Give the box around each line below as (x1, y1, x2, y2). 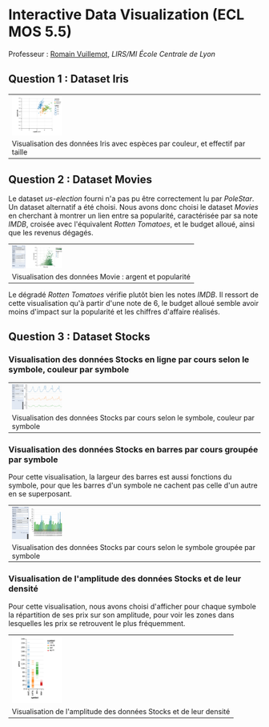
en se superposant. (8, 489, 72, 499)
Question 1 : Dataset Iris (8, 72, 130, 86)
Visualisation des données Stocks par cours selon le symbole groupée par (11, 542, 256, 552)
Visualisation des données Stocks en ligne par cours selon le (8, 354, 250, 365)
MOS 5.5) (8, 22, 72, 41)
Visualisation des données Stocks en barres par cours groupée (8, 444, 259, 455)
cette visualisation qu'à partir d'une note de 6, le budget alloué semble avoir (8, 298, 259, 307)
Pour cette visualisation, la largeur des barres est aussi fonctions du (8, 472, 232, 482)
